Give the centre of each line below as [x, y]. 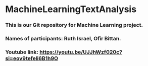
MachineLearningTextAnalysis [71, 9]
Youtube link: [22, 52]
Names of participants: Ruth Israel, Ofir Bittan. [63, 39]
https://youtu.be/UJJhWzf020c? [81, 52]
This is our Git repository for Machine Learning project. [74, 25]
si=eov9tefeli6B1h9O [32, 58]
